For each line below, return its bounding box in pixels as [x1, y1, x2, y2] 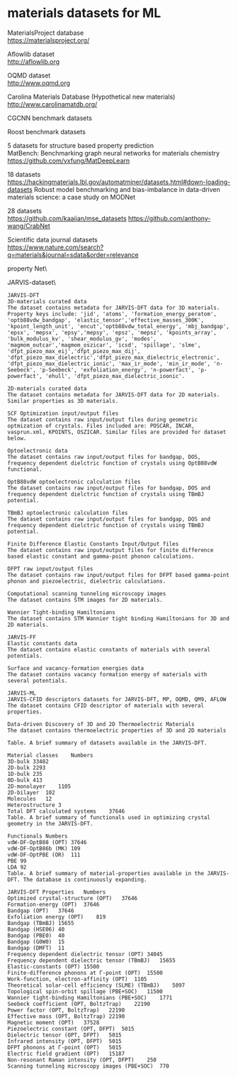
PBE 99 [7, 857, 27, 865]
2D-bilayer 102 [7, 789, 55, 796]
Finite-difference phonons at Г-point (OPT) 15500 [7, 969, 163, 976]
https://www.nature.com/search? [7, 243, 104, 251]
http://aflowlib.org [7, 57, 60, 65]
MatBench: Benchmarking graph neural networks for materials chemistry [7, 148, 220, 157]
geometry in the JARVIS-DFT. [7, 820, 93, 827]
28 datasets [7, 206, 42, 215]
